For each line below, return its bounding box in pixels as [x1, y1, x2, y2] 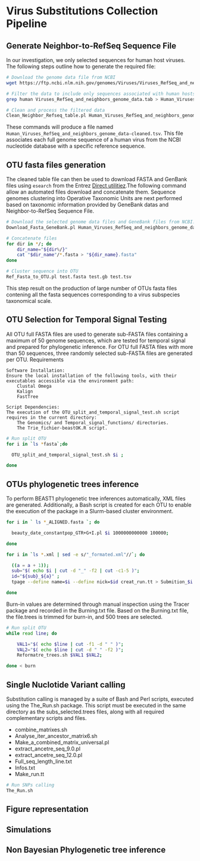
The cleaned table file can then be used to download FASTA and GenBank [6, 176, 187, 183]
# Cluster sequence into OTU [6, 268, 79, 274]
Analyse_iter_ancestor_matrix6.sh [14, 733, 98, 739]
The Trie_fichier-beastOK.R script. [17, 425, 108, 431]
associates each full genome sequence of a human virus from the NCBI [6, 136, 182, 143]
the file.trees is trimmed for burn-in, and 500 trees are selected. [6, 613, 162, 620]
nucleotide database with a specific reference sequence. [6, 142, 146, 150]
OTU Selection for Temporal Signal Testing [6, 315, 167, 325]
